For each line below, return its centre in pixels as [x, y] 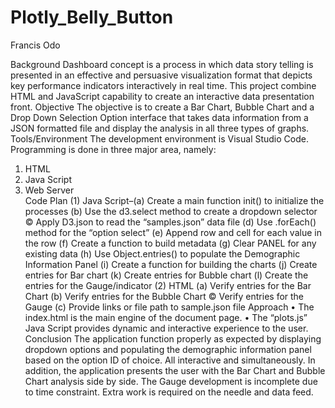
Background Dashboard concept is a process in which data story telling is [162, 64]
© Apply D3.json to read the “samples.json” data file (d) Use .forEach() [170, 222]
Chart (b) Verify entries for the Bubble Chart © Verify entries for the [164, 296]
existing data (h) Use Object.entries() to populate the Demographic [162, 253]
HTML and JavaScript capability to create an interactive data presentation [162, 96]
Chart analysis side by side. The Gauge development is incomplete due [171, 381]
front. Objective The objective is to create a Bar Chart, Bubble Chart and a [162, 107]
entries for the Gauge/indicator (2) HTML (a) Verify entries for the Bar [168, 285]
